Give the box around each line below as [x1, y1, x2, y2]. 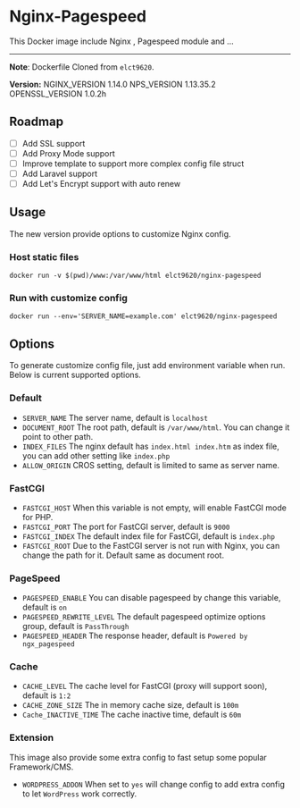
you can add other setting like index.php [21, 450, 171, 461]
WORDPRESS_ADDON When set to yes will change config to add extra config [21, 779, 286, 789]
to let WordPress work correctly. [21, 788, 137, 799]
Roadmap [9, 114, 64, 130]
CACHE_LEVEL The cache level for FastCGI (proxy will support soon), [21, 681, 268, 692]
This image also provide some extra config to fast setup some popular [9, 752, 268, 762]
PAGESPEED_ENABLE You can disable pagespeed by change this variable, [21, 593, 281, 603]
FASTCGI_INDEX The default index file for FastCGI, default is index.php [21, 530, 275, 542]
